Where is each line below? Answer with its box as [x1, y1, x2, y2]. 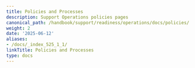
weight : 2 [6, 25, 31, 31]
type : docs [6, 53, 33, 59]
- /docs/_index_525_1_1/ [6, 42, 68, 48]
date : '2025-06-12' [6, 31, 55, 37]
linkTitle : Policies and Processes [6, 47, 94, 53]
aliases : [6, 36, 28, 42]
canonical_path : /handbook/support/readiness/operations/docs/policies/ [6, 20, 190, 25]
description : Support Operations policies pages [6, 14, 129, 20]
